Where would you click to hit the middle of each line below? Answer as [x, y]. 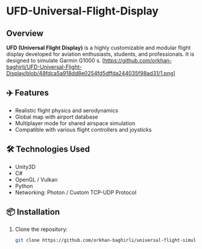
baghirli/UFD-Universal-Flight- [44, 67]
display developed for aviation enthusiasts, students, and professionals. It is [100, 54]
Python [24, 186]
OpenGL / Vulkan [36, 179]
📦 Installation [33, 212]
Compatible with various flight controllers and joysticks [83, 129]
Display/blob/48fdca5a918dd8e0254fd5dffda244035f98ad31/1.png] [91, 73]
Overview [25, 33]
